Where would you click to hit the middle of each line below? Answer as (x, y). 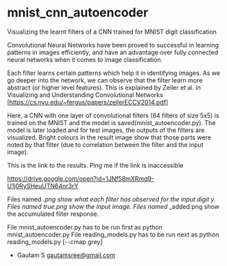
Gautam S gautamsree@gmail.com (66, 255)
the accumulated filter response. (53, 214)
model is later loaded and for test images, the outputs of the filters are (106, 130)
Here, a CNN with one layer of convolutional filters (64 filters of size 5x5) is (113, 115)
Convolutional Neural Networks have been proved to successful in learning (113, 45)
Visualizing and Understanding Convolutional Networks (85, 95)
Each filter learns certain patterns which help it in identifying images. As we (114, 73)
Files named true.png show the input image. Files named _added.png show (113, 206)
